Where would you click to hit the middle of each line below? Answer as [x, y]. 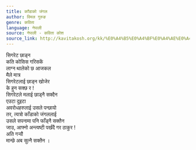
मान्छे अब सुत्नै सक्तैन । [28, 140]
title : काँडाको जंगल [27, 11]
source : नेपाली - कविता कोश [35, 33]
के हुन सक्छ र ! [20, 88]
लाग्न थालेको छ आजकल [29, 68]
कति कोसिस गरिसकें [25, 62]
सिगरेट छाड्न [18, 55]
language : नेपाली [24, 28]
